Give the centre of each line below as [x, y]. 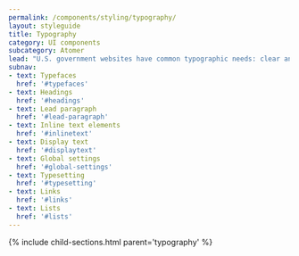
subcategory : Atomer [47, 51]
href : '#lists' [45, 216]
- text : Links [35, 192]
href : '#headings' [51, 100]
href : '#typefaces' [53, 84]
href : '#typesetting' [57, 184]
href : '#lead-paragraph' [62, 117]
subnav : [23, 68]
